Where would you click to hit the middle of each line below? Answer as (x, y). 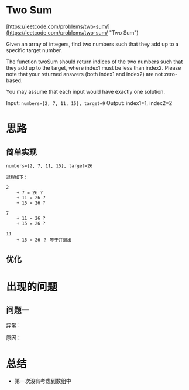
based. (14, 80)
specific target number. (34, 50)
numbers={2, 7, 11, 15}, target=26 (49, 166)
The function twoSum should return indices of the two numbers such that (94, 62)
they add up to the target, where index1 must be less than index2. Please (94, 67)
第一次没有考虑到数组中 (43, 381)
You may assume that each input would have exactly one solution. (86, 91)
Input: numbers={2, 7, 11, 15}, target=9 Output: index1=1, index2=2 (89, 103)
